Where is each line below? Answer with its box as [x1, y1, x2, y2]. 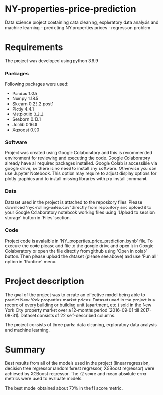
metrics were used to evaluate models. [5, 376, 83, 381]
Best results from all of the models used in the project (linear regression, [5, 360, 150, 366]
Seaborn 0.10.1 [12, 116, 41, 122]
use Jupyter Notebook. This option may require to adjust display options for [5, 170, 157, 176]
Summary [5, 344, 45, 355]
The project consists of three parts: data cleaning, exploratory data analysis [5, 322, 157, 327]
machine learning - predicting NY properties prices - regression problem [5, 24, 151, 30]
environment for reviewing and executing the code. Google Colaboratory [5, 155, 151, 161]
